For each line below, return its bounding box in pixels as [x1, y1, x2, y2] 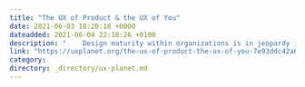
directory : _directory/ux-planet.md [9, 64, 148, 73]
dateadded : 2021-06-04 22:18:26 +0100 [9, 30, 156, 39]
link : [9, 47, 30, 56]
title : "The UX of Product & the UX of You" [9, 13, 181, 23]
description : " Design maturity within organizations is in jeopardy [9, 38, 290, 48]
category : [9, 55, 47, 64]
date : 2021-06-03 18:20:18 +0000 [9, 22, 136, 31]
